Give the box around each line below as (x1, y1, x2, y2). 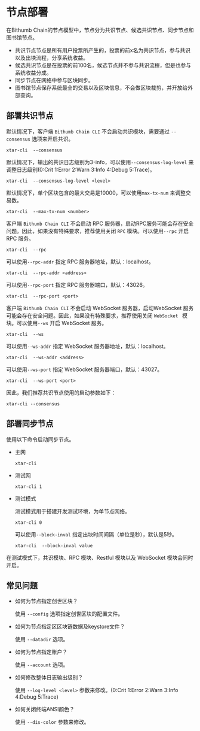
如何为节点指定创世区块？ (14, 597, 78, 605)
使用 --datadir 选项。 (14, 636, 69, 643)
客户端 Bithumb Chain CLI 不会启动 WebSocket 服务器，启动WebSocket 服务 (6, 304, 194, 311)
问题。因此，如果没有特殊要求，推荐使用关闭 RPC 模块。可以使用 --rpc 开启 (6, 227, 189, 234)
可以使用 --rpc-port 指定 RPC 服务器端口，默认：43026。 (6, 281, 148, 288)
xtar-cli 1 (14, 483, 42, 490)
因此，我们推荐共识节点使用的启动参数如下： (6, 389, 116, 396)
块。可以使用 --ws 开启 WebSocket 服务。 (6, 319, 107, 326)
